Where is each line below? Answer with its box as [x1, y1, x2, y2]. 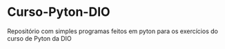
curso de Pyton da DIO [7, 34, 72, 42]
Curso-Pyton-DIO [7, 4, 110, 20]
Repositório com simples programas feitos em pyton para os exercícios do [7, 27, 219, 35]
